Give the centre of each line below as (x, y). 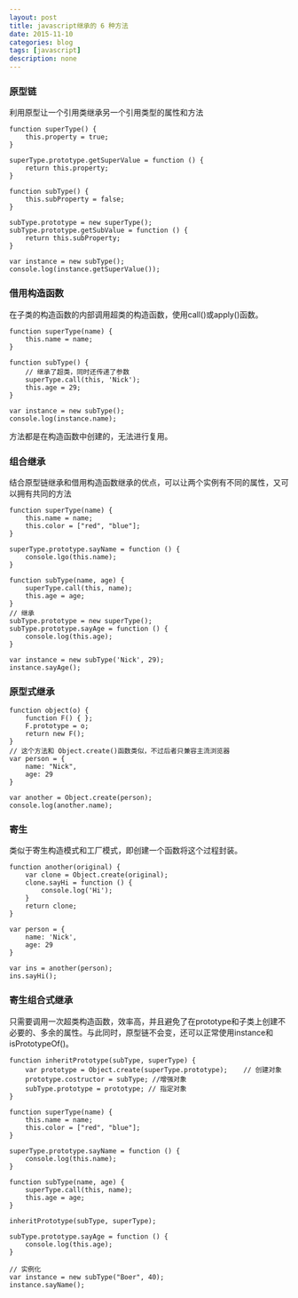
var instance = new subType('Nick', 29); (87, 660)
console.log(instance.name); (63, 419)
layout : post (33, 17)
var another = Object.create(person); (81, 798)
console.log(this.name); (71, 1158)
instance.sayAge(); (45, 668)
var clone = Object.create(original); (97, 875)
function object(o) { (49, 711)
